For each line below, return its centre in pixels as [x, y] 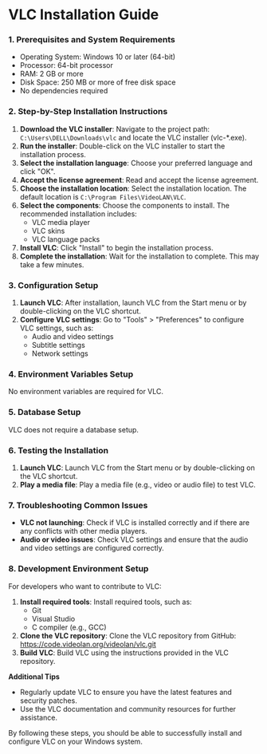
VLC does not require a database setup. [74, 429]
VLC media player [61, 222]
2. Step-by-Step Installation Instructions [88, 112]
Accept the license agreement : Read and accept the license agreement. [139, 180]
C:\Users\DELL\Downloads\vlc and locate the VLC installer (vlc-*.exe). [133, 137]
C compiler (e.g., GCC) [69, 627]
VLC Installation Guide [84, 15]
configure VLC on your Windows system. [76, 741]
